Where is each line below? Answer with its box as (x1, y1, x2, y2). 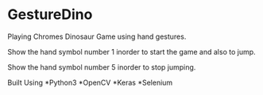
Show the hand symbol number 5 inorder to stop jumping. (7, 62, 196, 72)
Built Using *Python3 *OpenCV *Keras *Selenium (7, 78, 173, 87)
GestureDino (7, 6, 93, 24)
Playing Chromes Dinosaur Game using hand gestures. (7, 32, 187, 41)
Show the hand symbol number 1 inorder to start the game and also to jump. (7, 47, 256, 56)
